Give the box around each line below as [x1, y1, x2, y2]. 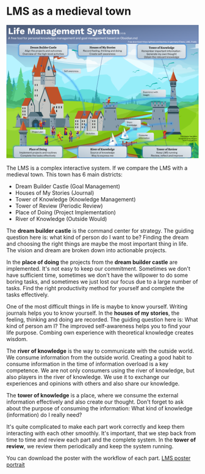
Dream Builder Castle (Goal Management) [15, 182, 121, 190]
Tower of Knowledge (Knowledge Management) [15, 195, 136, 203]
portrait [6, 461, 26, 468]
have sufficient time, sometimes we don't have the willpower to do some [6, 271, 188, 279]
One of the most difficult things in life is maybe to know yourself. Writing [6, 303, 188, 310]
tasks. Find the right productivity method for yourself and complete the [6, 284, 185, 292]
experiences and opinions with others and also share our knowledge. [6, 380, 180, 387]
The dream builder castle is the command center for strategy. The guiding [6, 227, 194, 234]
